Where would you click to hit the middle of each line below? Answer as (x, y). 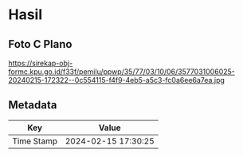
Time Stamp (35, 141)
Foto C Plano (40, 44)
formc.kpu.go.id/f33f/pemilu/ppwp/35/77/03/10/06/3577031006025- (121, 72)
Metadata (33, 105)
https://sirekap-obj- (41, 63)
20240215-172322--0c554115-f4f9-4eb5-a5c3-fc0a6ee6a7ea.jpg (117, 80)
